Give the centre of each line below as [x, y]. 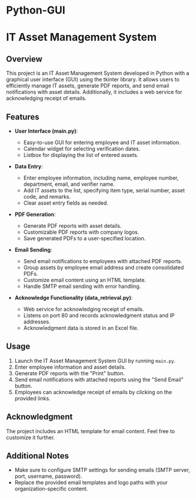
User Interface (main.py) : [46, 131]
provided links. [33, 398]
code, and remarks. [47, 196]
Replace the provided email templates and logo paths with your [91, 483]
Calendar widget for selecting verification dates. [82, 149]
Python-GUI [36, 10]
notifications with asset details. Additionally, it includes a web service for [94, 92]
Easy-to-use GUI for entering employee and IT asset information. [102, 142]
